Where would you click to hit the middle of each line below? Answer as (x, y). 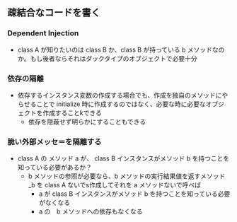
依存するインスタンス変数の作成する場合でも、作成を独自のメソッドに (120, 95)
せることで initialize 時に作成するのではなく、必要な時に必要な (115, 104)
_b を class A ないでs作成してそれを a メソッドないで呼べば (115, 185)
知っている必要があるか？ (55, 168)
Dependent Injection (43, 33)
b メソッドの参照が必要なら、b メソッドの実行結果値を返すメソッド (127, 176)
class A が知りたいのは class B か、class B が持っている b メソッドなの (121, 49)
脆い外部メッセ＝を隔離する (54, 141)
